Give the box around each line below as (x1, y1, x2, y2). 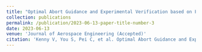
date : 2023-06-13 (6, 25, 50, 32)
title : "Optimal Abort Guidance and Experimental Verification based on (6, 8, 192, 15)
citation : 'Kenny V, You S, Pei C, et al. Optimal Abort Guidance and (6, 36, 187, 42)
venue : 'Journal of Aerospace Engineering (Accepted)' (6, 31, 147, 37)
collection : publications (6, 14, 71, 20)
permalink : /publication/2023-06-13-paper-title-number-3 (6, 20, 155, 26)
